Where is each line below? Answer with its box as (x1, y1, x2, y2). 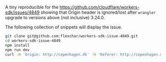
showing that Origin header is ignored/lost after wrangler (41, 9, 156, 15)
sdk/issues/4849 (5, 9, 40, 15)
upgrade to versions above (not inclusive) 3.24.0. (5, 15, 105, 20)
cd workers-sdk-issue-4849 (5, 38, 61, 43)
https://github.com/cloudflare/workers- (59, 4, 140, 10)
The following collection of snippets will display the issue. (5, 24, 123, 30)
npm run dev (5, 47, 30, 52)
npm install (5, 43, 30, 48)
